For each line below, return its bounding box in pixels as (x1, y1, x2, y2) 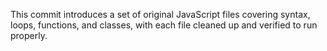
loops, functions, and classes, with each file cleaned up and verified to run (10, 19, 318, 31)
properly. (10, 30, 48, 41)
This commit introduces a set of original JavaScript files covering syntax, (10, 9, 311, 20)
